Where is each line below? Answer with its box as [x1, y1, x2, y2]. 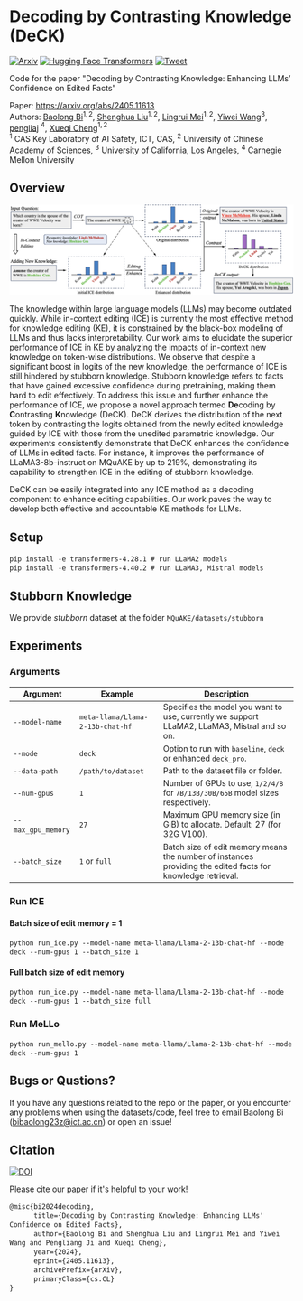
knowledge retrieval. [162, 870, 239, 881]
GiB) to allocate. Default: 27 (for [162, 819, 281, 830]
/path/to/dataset [79, 766, 144, 776]
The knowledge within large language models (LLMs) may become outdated [9, 304, 293, 314]
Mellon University [9, 154, 75, 164]
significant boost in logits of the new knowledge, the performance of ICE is [9, 361, 288, 372]
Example [100, 688, 134, 699]
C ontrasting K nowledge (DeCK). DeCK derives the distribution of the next [9, 409, 283, 420]
